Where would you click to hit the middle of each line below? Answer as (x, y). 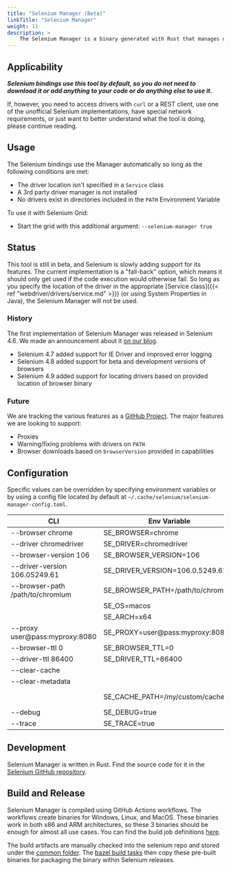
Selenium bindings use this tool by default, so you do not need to (101, 83)
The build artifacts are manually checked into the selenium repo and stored (113, 845)
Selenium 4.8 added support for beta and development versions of (111, 361)
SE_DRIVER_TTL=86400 (143, 659)
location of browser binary (55, 383)
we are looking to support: (44, 423)
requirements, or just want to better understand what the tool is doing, (107, 118)
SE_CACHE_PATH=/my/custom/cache (164, 696)
